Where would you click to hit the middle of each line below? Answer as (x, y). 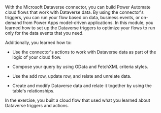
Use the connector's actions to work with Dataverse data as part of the (84, 52)
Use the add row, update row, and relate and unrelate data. (72, 76)
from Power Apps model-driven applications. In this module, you (88, 23)
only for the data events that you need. (44, 33)
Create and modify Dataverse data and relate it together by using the (82, 86)
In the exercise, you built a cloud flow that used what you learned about (78, 100)
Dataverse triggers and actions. (37, 105)
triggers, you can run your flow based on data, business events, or (73, 17)
